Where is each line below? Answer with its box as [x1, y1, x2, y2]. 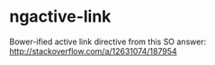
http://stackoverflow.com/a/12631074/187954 [9, 45, 177, 56]
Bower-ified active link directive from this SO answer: [9, 36, 207, 47]
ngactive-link [9, 6, 112, 27]
